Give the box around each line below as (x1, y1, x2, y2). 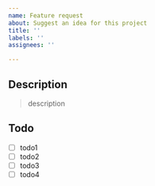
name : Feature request (8, 11, 83, 20)
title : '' (8, 26, 41, 34)
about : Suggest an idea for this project (8, 19, 148, 27)
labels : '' (8, 33, 45, 42)
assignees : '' (8, 41, 56, 49)
